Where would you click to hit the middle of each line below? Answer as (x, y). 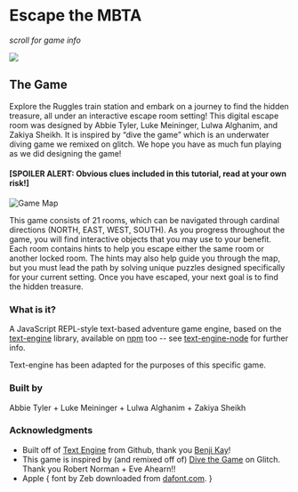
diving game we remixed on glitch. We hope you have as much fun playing (145, 144)
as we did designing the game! (65, 153)
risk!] (19, 183)
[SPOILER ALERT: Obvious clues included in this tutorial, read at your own (148, 173)
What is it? (32, 310)
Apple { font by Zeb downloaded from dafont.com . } (117, 478)
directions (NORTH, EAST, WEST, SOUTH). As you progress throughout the (147, 230)
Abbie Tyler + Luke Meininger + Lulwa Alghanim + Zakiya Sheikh (128, 407)
